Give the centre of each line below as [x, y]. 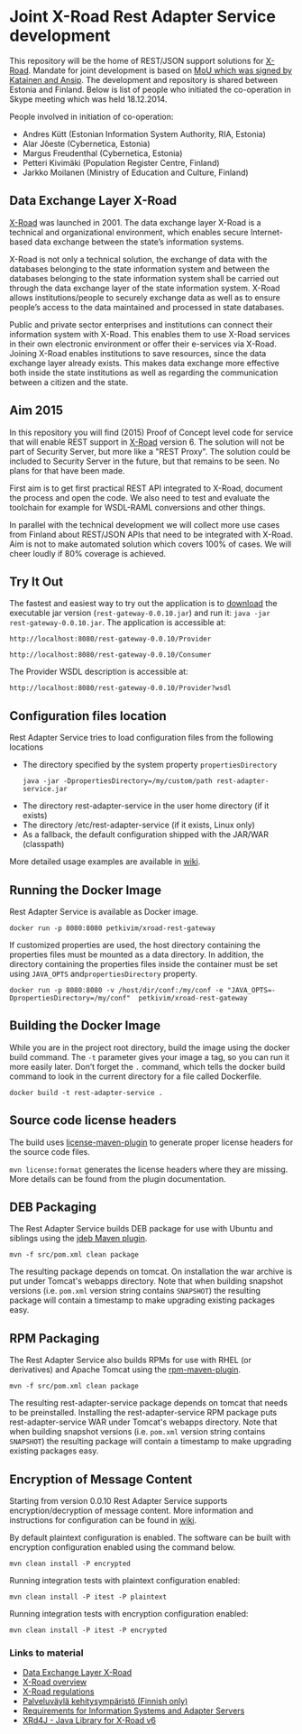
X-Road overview [55, 1682]
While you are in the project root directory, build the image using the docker [150, 1047]
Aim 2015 [37, 411]
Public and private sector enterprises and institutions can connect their [141, 324]
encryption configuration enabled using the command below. [123, 1547]
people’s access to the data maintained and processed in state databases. [147, 307]
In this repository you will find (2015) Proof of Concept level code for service [151, 432]
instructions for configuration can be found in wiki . [103, 1520]
